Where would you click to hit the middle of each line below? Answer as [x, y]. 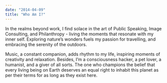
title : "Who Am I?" [25, 14]
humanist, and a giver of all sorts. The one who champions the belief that [80, 65]
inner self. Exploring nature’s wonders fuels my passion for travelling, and [81, 39]
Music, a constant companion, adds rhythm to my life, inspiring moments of [83, 54]
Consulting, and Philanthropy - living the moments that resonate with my [79, 34]
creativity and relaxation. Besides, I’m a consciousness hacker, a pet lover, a [83, 59]
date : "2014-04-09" [25, 10]
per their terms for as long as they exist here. [51, 75]
